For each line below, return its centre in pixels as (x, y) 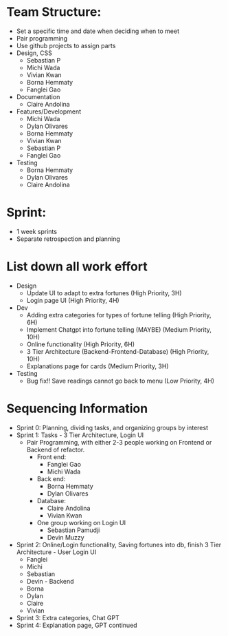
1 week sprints (37, 231)
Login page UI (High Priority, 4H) (73, 300)
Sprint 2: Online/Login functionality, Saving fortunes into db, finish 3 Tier (119, 544)
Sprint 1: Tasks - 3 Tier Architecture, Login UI (80, 435)
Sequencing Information (77, 409)
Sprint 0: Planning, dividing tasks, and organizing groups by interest (112, 427)
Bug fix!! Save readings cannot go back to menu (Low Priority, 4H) (120, 381)
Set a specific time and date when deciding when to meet (98, 31)
